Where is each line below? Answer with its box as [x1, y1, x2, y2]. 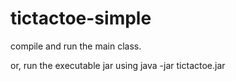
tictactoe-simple [10, 7, 152, 30]
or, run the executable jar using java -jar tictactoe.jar [10, 59, 226, 71]
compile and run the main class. [10, 40, 142, 52]
